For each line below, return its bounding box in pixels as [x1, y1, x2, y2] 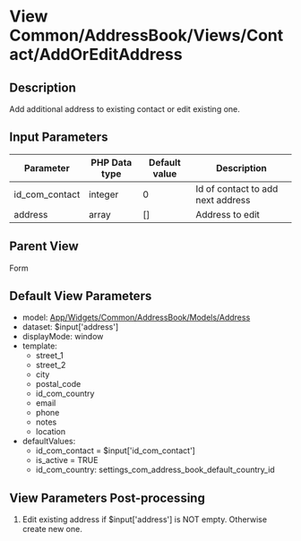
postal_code [35, 379, 82, 390]
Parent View [9, 239, 79, 254]
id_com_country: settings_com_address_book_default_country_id [35, 464, 275, 476]
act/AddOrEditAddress [9, 45, 183, 64]
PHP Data [90, 156, 133, 168]
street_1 [35, 350, 64, 361]
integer [88, 188, 119, 201]
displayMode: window [21, 331, 104, 342]
